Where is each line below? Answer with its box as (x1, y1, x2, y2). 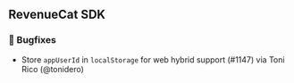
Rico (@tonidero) (21, 63, 84, 74)
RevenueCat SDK (8, 7, 106, 22)
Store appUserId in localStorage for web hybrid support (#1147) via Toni (21, 54, 285, 65)
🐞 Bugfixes (8, 34, 57, 46)
